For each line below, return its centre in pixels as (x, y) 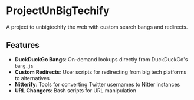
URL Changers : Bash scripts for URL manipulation (75, 90)
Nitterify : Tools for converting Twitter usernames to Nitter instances (97, 84)
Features (23, 45)
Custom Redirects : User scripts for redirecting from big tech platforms (101, 72)
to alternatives (32, 78)
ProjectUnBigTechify (58, 11)
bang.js (24, 66)
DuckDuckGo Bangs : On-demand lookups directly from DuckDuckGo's (101, 59)
